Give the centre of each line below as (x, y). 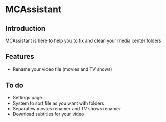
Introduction (26, 28)
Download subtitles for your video (48, 114)
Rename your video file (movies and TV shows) (62, 69)
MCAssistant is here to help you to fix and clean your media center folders (83, 40)
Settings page (27, 97)
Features (20, 57)
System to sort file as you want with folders (58, 103)
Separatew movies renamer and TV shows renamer (67, 108)
